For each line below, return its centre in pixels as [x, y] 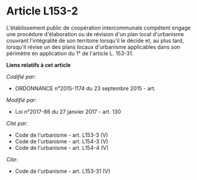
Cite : [12, 159]
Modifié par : [22, 100]
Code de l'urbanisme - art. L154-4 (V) [61, 147]
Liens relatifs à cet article [39, 65]
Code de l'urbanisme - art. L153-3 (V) [61, 135]
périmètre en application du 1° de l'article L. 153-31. [70, 53]
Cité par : [17, 123]
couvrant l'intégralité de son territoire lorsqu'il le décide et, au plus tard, [95, 40]
